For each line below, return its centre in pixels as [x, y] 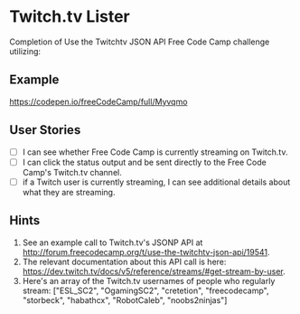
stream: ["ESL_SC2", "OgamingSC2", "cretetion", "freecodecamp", [145, 290]
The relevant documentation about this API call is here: [124, 262]
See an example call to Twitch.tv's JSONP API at [112, 243]
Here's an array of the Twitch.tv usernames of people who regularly [149, 281]
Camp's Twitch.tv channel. [72, 172]
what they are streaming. [69, 192]
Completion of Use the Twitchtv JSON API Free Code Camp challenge [140, 42]
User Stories [45, 130]
